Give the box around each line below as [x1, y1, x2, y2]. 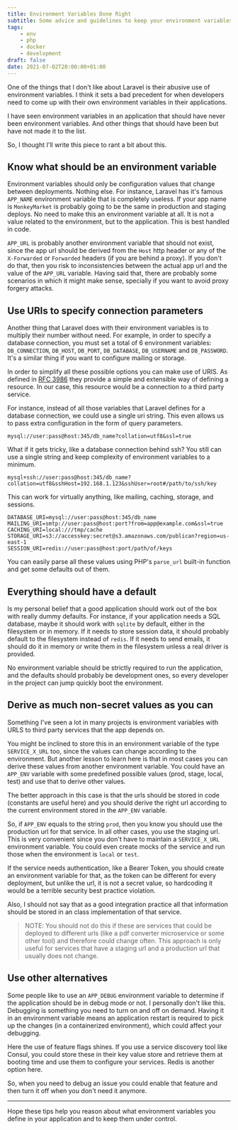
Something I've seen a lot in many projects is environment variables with [7, 718, 219, 727]
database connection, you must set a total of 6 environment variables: [7, 339, 212, 347]
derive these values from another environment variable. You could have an [7, 761, 225, 771]
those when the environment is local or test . [7, 849, 140, 858]
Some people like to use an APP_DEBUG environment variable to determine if [7, 991, 225, 999]
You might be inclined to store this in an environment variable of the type [7, 739, 220, 748]
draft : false [7, 57, 46, 64]
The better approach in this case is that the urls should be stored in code [7, 791, 220, 799]
